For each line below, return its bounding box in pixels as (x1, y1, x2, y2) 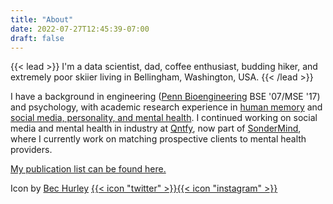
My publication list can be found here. (10, 163, 167, 175)
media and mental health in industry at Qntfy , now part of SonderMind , (10, 122, 302, 135)
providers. (10, 144, 53, 156)
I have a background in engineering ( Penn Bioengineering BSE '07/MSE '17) (10, 91, 321, 103)
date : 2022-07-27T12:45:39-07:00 (10, 24, 150, 34)
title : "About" (10, 14, 74, 25)
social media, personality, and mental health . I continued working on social (10, 112, 318, 124)
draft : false (10, 33, 65, 43)
